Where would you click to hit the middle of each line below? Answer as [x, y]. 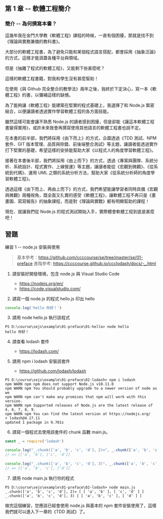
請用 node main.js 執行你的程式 [43, 478]
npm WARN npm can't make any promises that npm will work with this [76, 397]
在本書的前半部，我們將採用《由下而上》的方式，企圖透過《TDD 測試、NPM [81, 138]
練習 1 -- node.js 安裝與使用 [33, 247]
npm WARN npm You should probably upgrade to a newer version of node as [81, 389]
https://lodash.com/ [39, 351]
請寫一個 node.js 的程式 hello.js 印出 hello [53, 298]
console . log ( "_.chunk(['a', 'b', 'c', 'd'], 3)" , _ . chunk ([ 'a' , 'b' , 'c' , [82, 464]
